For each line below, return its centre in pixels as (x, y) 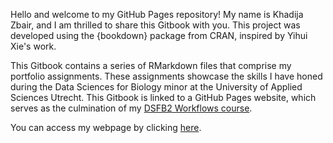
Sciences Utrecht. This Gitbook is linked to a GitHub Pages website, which (163, 97)
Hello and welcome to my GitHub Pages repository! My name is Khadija (157, 14)
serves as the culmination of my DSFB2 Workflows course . (131, 108)
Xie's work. (33, 46)
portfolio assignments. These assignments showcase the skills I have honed (166, 76)
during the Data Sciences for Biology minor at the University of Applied (156, 87)
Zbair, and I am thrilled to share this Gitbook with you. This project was (155, 25)
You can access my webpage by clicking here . (106, 127)
